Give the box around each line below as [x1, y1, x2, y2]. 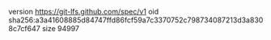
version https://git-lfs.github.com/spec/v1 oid [8, 7, 159, 16]
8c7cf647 [8, 24, 40, 33]
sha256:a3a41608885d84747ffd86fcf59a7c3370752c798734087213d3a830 [8, 15, 264, 25]
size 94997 [41, 24, 79, 33]
